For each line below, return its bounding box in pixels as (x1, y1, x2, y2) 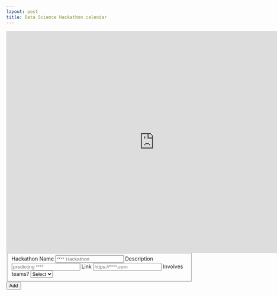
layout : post (6, 8, 38, 15)
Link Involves (81, 263, 183, 270)
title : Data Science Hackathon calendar (6, 14, 108, 20)
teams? (11, 271, 30, 278)
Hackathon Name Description (11, 255, 154, 262)
